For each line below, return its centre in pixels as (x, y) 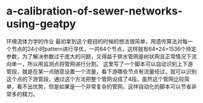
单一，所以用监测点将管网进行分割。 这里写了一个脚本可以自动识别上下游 (102, 64)
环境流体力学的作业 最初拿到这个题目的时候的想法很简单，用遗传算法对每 (97, 41)
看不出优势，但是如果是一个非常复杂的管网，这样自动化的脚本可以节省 (104, 86)
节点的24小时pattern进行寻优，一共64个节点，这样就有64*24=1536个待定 (104, 49)
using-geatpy (41, 24)
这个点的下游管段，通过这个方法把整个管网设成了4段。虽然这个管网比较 (95, 79)
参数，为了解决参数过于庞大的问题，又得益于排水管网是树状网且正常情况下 (99, 56)
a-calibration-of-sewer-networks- (95, 11)
